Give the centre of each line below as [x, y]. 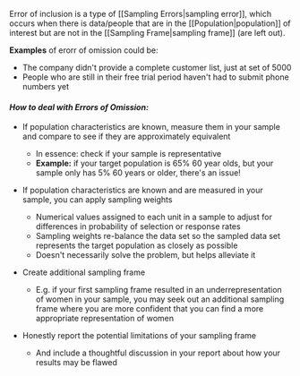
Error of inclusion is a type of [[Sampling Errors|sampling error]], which [140, 14]
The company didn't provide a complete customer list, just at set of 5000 [157, 68]
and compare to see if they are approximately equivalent [126, 137]
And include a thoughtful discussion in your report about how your [158, 353]
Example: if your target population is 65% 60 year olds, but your [154, 163]
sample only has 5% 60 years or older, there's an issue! [138, 173]
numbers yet [46, 86]
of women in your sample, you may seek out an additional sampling [160, 299]
